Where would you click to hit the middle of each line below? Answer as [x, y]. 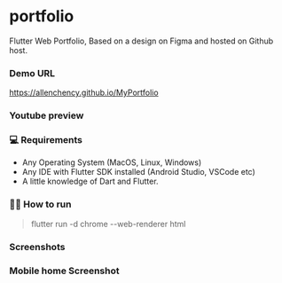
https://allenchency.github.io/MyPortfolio [84, 93]
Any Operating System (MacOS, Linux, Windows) [112, 162]
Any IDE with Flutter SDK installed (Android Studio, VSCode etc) [138, 172]
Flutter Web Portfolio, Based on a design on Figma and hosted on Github [141, 41]
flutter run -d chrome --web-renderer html [108, 224]
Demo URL [32, 73]
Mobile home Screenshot [64, 271]
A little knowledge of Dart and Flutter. [90, 181]
